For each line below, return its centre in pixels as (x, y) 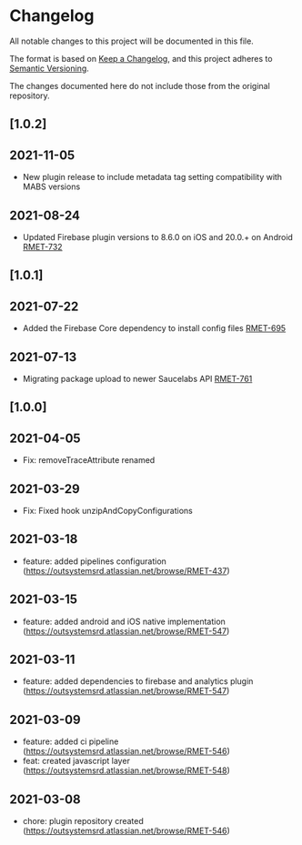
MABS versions (51, 186)
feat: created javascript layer (76, 761)
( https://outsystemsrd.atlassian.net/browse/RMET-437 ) (126, 570)
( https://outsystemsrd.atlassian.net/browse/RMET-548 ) (126, 770)
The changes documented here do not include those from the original (140, 86)
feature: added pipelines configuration (94, 561)
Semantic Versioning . (49, 68)
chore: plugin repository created (83, 821)
